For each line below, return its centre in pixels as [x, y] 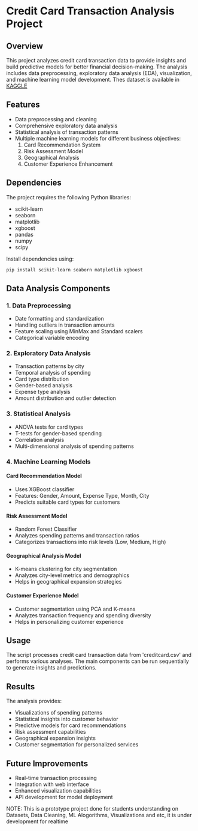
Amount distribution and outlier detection [66, 398]
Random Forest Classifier [46, 529]
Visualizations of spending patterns [59, 713]
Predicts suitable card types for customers [67, 502]
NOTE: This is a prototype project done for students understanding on [92, 808]
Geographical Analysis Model [44, 555]
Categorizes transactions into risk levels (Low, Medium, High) [90, 542]
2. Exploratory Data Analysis [48, 354]
